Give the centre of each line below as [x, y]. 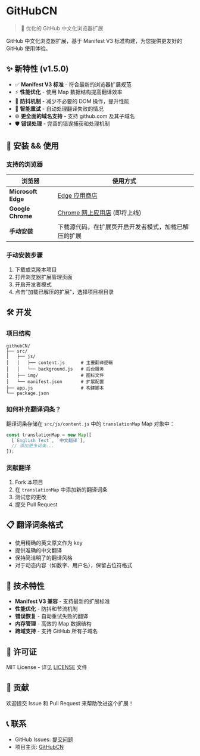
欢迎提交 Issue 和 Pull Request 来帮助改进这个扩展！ [70, 703]
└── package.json [28, 393]
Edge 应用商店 [77, 196]
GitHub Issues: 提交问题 [44, 739]
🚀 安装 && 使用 [32, 146]
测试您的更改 [30, 497]
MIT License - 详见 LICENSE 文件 [47, 667]
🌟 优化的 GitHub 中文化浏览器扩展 [62, 28]
